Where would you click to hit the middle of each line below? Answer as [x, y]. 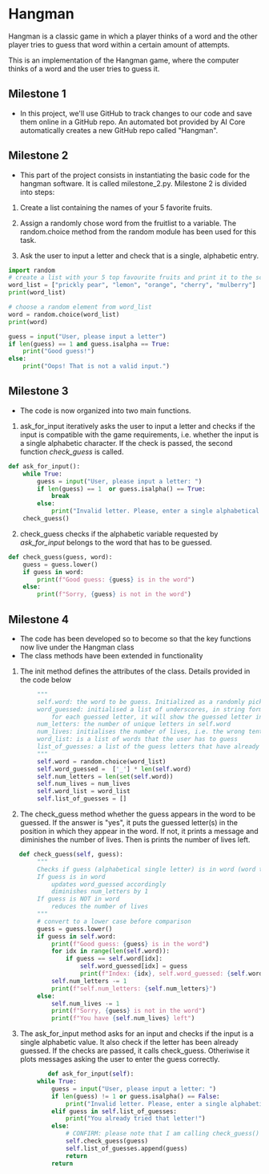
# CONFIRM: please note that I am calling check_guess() [163, 1134]
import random [32, 270]
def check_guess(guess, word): [60, 557]
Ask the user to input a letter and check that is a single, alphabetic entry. [139, 255]
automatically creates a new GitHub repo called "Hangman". [119, 130]
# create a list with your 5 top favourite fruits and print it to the [130, 277]
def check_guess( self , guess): [71, 855]
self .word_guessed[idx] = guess [134, 966]
